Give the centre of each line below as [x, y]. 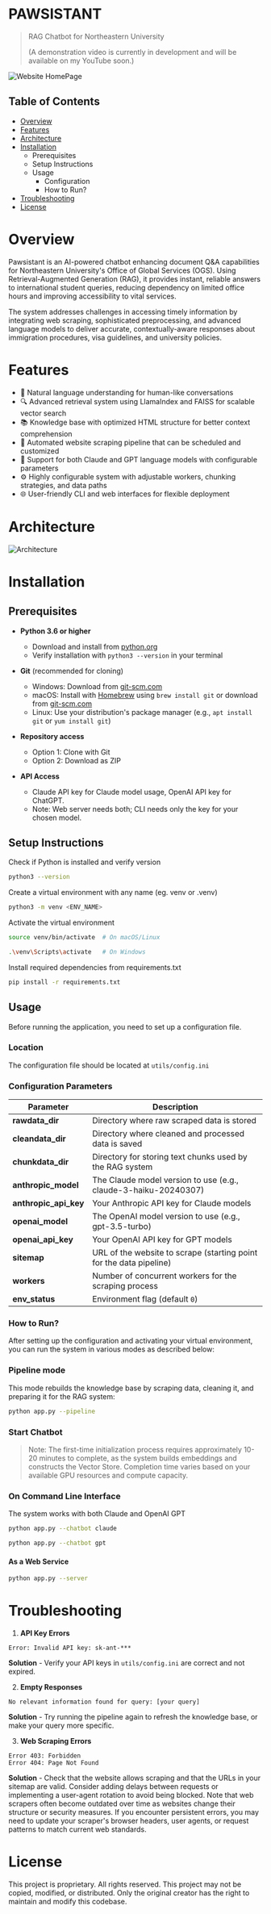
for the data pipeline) [132, 1263]
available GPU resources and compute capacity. [108, 1475]
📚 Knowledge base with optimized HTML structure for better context [135, 422]
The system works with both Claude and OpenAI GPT [97, 1514]
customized [40, 451]
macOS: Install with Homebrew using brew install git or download [145, 695]
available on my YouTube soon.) [81, 61]
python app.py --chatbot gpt [57, 1543]
